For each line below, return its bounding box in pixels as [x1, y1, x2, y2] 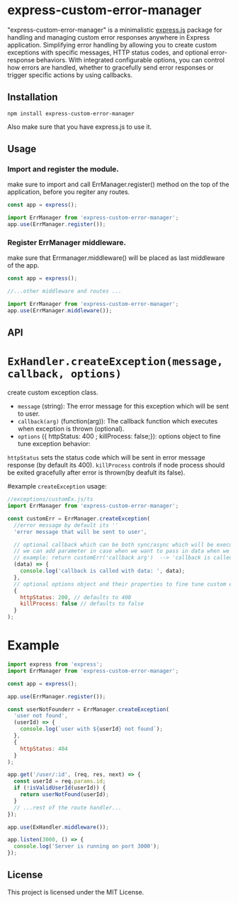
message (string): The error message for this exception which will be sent [17, 402, 229, 411]
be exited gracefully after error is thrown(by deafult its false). [7, 468, 186, 477]
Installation [7, 91, 58, 103]
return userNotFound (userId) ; [20, 791, 110, 798]
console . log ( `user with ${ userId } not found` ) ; [20, 725, 163, 733]
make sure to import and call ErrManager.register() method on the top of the [7, 180, 229, 189]
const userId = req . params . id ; [13, 778, 106, 785]
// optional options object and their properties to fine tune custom [13, 580, 227, 588]
